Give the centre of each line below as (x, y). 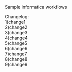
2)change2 (16, 27)
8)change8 (16, 59)
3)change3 (16, 33)
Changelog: (17, 17)
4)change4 (17, 38)
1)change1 (15, 22)
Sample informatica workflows (36, 7)
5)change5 (16, 43)
